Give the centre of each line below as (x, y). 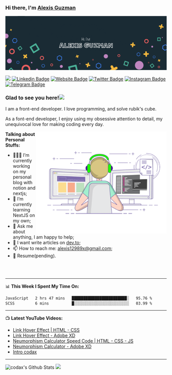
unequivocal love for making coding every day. (55, 124)
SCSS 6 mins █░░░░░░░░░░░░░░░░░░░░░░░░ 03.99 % (79, 303)
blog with (23, 183)
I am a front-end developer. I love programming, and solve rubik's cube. (81, 109)
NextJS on (24, 216)
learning (21, 210)
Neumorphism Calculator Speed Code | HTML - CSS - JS (73, 341)
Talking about (20, 134)
